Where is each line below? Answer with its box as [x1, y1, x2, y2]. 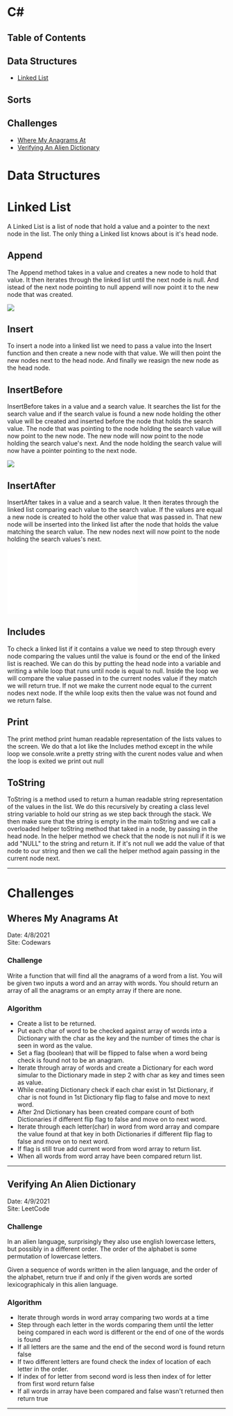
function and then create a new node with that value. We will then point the [7, 349, 222, 357]
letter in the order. [17, 1365, 69, 1374]
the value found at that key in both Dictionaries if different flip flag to [17, 1130, 213, 1138]
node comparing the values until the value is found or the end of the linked [7, 651, 221, 660]
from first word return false [17, 1380, 95, 1388]
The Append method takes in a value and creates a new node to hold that [7, 268, 217, 276]
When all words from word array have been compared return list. [17, 1152, 202, 1160]
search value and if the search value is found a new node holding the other [7, 410, 221, 418]
